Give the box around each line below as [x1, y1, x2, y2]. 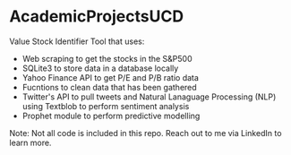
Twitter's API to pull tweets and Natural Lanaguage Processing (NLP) [21, 91, 277, 102]
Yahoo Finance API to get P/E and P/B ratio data [21, 72, 200, 82]
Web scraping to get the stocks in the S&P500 [21, 53, 193, 64]
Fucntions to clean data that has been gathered [21, 82, 197, 92]
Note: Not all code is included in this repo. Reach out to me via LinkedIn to [9, 127, 282, 138]
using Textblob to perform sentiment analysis [21, 100, 190, 111]
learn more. [9, 137, 52, 148]
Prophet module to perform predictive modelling [21, 110, 201, 121]
